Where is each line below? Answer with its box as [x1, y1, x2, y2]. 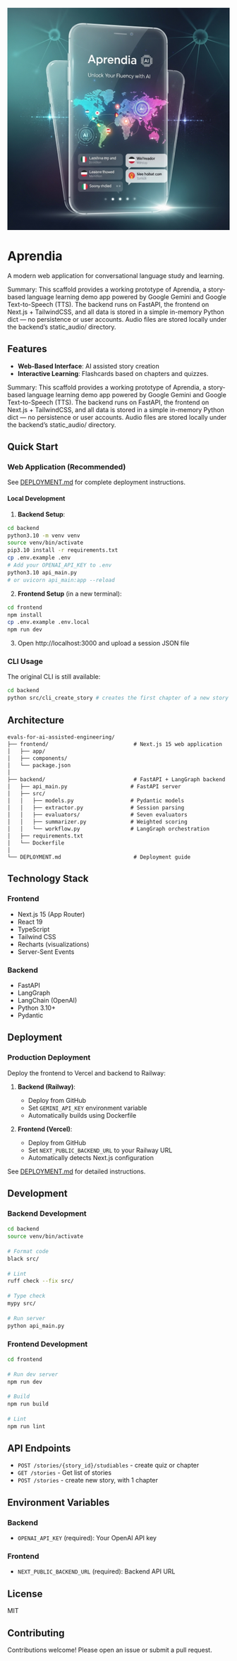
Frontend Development [7, 1339, 88, 1348]
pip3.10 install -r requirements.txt [7, 547, 119, 554]
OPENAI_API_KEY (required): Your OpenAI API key [17, 1534, 157, 1542]
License [7, 1588, 43, 1600]
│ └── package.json [7, 762, 71, 769]
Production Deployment [7, 1053, 91, 1063]
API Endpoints [7, 1442, 71, 1454]
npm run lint [7, 1423, 46, 1430]
